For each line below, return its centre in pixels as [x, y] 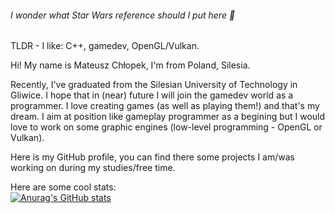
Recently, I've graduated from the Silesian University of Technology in [154, 85]
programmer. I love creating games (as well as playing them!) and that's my [165, 106]
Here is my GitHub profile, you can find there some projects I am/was [152, 157]
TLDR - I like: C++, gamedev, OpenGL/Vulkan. [105, 46]
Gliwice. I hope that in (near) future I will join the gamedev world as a [152, 95]
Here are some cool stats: [63, 187]
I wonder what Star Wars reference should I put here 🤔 [123, 15]
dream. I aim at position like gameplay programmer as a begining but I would [168, 117]
